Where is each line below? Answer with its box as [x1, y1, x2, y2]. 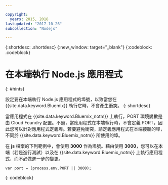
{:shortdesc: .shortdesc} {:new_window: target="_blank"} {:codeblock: [5, 44, 153, 51]
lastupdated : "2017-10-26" [5, 21, 62, 26]
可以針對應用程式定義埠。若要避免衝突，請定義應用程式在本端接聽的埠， [14, 126, 165, 132]
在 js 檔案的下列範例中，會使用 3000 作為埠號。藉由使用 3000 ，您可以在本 [5, 143, 163, 149]
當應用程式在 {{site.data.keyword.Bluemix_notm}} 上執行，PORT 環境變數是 [5, 113, 163, 119]
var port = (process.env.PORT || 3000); [5, 166, 92, 171]
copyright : [5, 12, 28, 17]
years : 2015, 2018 [10, 16, 49, 22]
